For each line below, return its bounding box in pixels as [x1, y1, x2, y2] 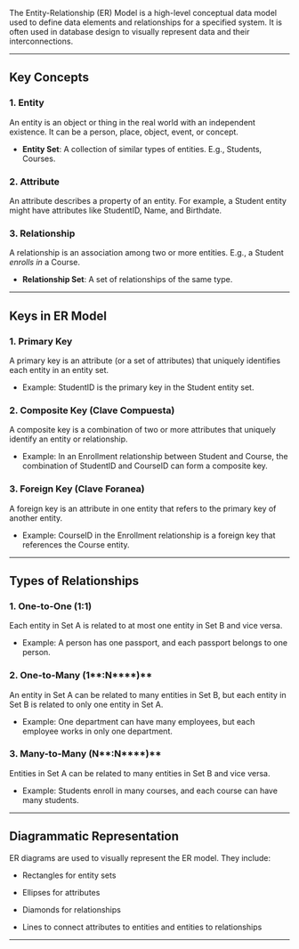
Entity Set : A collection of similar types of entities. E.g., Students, [21, 143, 263, 154]
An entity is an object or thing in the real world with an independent [9, 117, 256, 127]
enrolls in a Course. [9, 257, 81, 268]
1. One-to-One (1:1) [9, 600, 92, 612]
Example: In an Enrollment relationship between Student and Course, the [21, 451, 288, 462]
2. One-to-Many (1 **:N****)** [9, 669, 153, 682]
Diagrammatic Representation [9, 829, 180, 844]
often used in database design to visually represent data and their [9, 27, 250, 36]
